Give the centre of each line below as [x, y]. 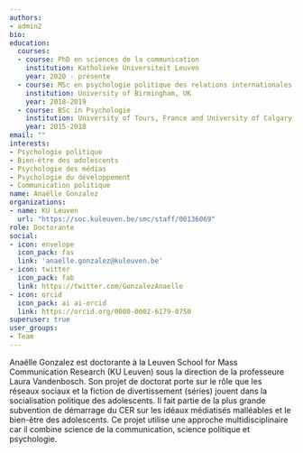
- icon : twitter [40, 270]
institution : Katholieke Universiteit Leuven [113, 69]
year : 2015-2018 [56, 127]
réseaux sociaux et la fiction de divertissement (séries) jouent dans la [138, 391]
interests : [30, 143]
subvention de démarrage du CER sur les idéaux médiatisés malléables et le [150, 410]
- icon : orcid [36, 294]
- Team [22, 337]
